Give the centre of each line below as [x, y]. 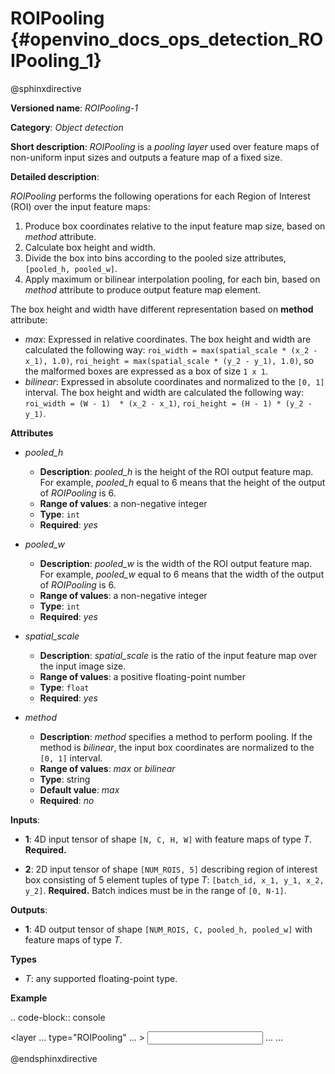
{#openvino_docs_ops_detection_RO [167, 39]
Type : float [64, 687]
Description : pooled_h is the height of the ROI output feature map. [176, 471]
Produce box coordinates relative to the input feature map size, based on [175, 226]
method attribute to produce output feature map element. [143, 289]
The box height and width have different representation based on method [162, 309]
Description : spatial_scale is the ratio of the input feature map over [178, 655]
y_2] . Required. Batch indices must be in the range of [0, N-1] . [155, 890]
